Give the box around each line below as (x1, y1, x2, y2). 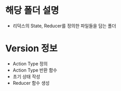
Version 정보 (5, 43, 58, 54)
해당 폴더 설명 (5, 5, 59, 16)
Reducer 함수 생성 (12, 80, 50, 86)
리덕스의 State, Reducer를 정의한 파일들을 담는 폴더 (12, 23, 116, 29)
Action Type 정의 (12, 60, 48, 67)
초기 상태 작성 (12, 73, 40, 80)
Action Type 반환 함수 (12, 67, 58, 73)
